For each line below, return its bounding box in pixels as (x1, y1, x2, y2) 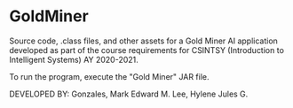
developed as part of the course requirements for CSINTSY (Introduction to (9, 44, 284, 55)
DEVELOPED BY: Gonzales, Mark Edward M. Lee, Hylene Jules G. (9, 89, 249, 99)
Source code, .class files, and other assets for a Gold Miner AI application (9, 35, 278, 46)
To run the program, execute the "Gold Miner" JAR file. (9, 71, 210, 81)
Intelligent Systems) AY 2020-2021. (9, 54, 139, 65)
